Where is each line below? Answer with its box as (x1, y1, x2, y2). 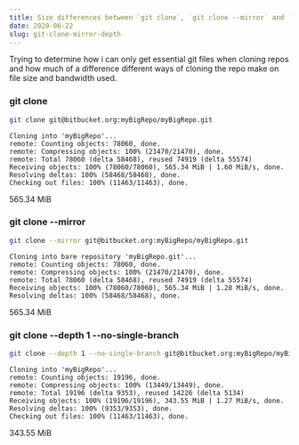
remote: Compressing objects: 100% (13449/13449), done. (9, 380, 225, 390)
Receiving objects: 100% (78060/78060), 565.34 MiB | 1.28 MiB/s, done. (9, 283, 285, 292)
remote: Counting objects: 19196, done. (9, 373, 162, 382)
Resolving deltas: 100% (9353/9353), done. (9, 404, 174, 413)
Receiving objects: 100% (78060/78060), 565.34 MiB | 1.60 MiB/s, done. (9, 162, 285, 172)
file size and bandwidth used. (9, 73, 117, 84)
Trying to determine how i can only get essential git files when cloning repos (9, 54, 289, 65)
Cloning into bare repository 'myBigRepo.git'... (9, 252, 198, 261)
